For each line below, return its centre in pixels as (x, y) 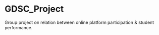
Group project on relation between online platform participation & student (79, 22)
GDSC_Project (34, 9)
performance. (19, 27)
